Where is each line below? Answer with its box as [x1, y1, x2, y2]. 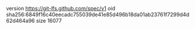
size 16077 [36, 17, 62, 24]
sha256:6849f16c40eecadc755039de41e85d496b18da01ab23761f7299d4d [6, 11, 190, 18]
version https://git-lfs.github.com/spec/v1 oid [6, 5, 116, 12]
